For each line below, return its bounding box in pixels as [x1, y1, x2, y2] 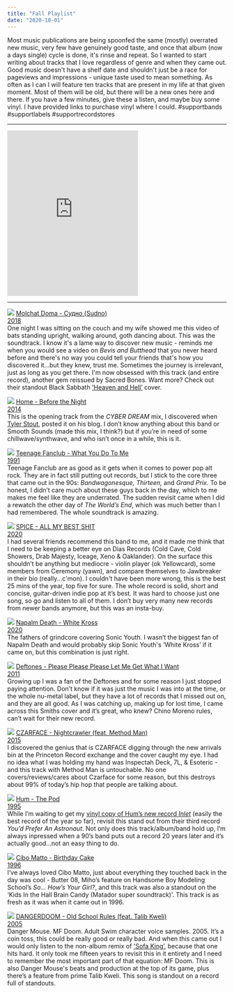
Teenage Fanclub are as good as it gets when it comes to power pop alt [7, 463, 212, 472]
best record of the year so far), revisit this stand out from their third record [7, 817, 221, 825]
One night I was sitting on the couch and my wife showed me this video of [7, 323, 219, 332]
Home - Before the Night [15, 397, 87, 406]
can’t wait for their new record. [7, 714, 96, 722]
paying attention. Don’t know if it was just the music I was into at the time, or [7, 684, 226, 693]
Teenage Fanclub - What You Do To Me [15, 449, 129, 457]
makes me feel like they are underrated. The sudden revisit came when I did [7, 493, 225, 502]
